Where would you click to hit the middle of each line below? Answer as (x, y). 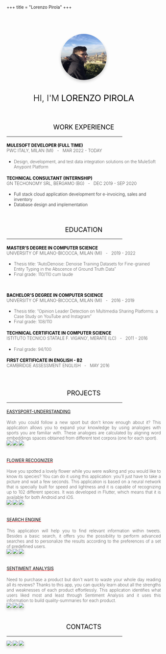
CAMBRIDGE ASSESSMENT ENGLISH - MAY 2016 (58, 366)
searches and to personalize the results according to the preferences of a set (84, 541)
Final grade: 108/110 (33, 322)
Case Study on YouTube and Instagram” (53, 316)
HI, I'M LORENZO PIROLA (84, 98)
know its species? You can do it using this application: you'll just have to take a (84, 477)
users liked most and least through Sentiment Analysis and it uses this (84, 595)
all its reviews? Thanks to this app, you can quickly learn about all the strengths (84, 585)
